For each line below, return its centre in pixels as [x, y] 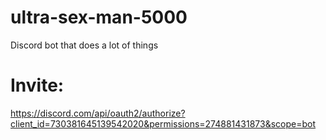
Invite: [37, 85]
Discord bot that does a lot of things [84, 45]
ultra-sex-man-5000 [99, 17]
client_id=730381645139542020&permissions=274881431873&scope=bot [163, 123]
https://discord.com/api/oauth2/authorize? [98, 113]
